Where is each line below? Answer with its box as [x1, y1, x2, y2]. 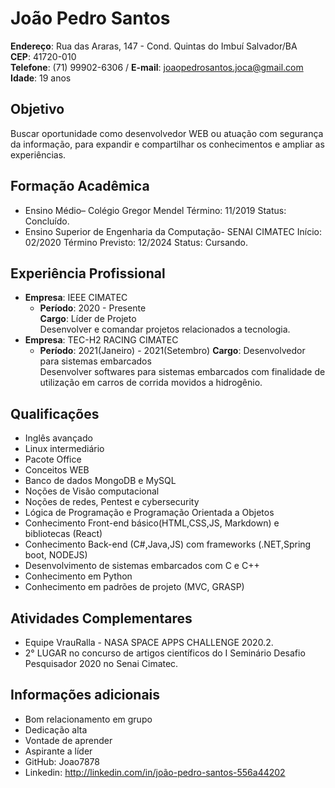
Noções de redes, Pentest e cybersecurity [24, 496, 200, 508]
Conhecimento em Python [24, 570, 133, 582]
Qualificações [10, 405, 100, 422]
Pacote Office [24, 453, 82, 466]
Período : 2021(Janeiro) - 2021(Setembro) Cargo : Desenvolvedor [39, 345, 306, 357]
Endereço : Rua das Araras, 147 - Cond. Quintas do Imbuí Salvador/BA [10, 40, 298, 52]
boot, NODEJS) [24, 549, 88, 561]
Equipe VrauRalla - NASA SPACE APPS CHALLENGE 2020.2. [24, 637, 274, 648]
